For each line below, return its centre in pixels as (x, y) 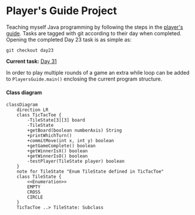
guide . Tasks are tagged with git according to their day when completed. (94, 33)
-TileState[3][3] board (56, 120)
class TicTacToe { (39, 115)
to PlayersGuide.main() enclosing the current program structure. (84, 79)
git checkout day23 (30, 50)
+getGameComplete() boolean (61, 146)
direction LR (33, 110)
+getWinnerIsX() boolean (58, 151)
